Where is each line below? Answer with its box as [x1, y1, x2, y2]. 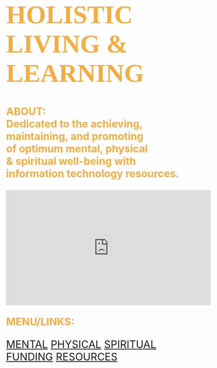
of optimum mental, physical [6, 142, 148, 155]
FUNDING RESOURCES [6, 350, 118, 363]
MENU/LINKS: [6, 315, 75, 328]
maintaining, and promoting [6, 129, 144, 143]
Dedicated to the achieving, [6, 117, 143, 130]
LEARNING [6, 59, 144, 88]
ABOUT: [6, 105, 46, 118]
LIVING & [6, 30, 128, 59]
